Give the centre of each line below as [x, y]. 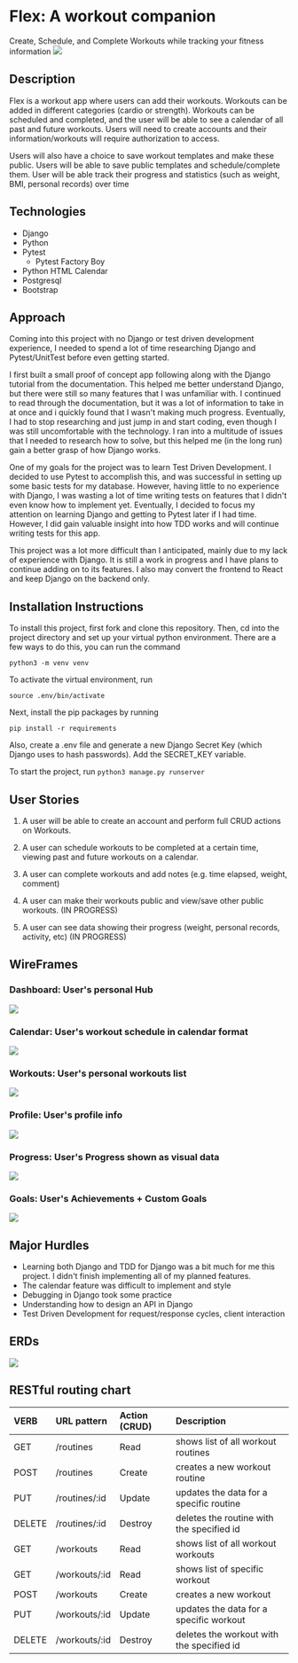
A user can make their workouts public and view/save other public [143, 901]
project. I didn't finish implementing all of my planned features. [136, 1275]
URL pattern [82, 1421]
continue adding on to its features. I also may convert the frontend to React [146, 569]
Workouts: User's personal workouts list [98, 1073]
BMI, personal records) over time [69, 184]
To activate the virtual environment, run [81, 679]
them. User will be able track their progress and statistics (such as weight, [145, 174]
